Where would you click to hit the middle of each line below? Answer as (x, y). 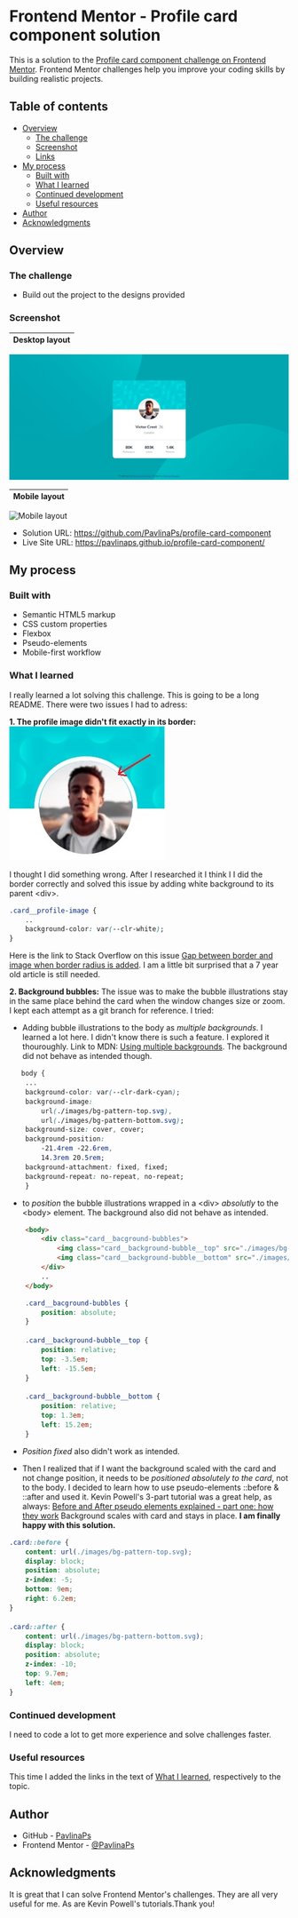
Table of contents (59, 107)
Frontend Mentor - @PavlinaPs (78, 1845)
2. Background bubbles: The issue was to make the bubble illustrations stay (149, 991)
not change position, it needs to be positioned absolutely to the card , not (155, 1477)
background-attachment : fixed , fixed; (97, 1167)
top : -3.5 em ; (65, 1359)
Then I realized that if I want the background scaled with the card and (149, 1468)
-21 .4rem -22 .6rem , (77, 1149)
